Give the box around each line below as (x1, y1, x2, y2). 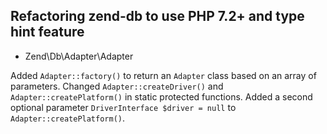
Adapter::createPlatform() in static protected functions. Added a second (10, 90, 313, 103)
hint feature (10, 24, 85, 41)
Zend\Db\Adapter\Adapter (24, 50, 134, 62)
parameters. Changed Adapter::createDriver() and (10, 80, 224, 92)
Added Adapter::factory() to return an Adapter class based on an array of (10, 69, 317, 81)
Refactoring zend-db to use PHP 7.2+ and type (10, 8, 305, 25)
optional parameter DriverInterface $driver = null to (10, 101, 237, 113)
